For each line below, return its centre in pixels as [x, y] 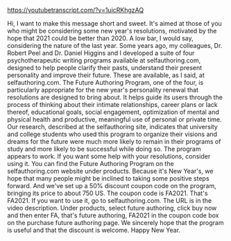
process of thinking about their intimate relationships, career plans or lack [112, 105]
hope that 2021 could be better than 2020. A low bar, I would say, [101, 38]
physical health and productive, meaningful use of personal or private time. [114, 119]
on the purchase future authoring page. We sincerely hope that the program [115, 223]
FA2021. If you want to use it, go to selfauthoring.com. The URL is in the [110, 200]
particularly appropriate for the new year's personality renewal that [103, 90]
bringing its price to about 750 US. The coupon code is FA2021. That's [108, 193]
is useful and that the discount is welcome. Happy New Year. [94, 230]
